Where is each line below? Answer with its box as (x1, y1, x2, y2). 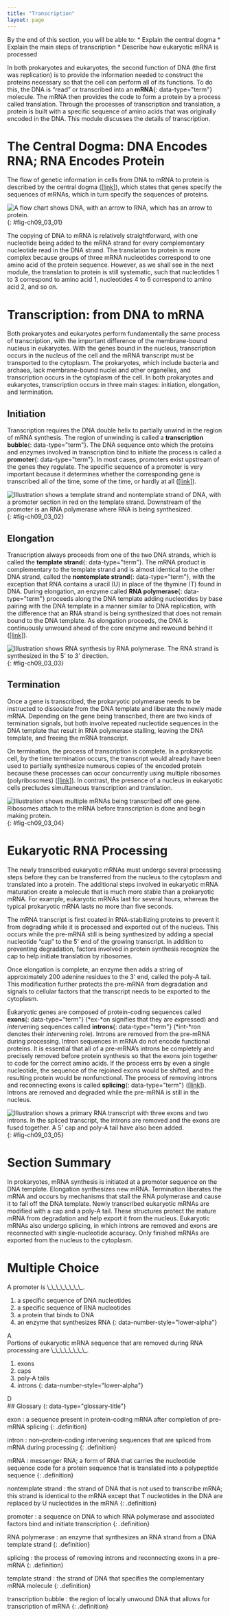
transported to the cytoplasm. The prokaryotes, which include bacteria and (7, 359, 219, 367)
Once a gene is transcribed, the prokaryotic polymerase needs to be (7, 697, 200, 705)
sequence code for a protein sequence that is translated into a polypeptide (7, 1464, 218, 1472)
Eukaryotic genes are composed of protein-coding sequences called (7, 1008, 202, 1016)
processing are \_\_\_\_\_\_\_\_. (7, 1345, 89, 1354)
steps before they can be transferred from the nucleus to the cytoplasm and (7, 872, 222, 881)
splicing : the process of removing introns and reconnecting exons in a (7, 1553, 207, 1561)
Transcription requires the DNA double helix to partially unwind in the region (7, 426, 222, 434)
